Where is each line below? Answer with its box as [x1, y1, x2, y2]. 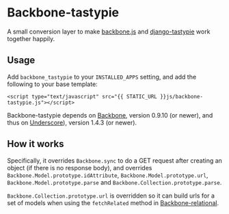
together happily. [7, 34, 55, 42]
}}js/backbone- [159, 93, 204, 100]
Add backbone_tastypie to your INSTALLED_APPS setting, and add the [7, 72, 197, 81]
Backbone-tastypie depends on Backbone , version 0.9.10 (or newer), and [7, 111, 213, 119]
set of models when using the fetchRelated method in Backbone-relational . [7, 198, 219, 206]
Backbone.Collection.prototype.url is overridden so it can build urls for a [7, 191, 215, 200]
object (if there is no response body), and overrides [7, 163, 152, 172]
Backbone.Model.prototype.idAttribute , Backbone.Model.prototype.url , [7, 171, 208, 179]
